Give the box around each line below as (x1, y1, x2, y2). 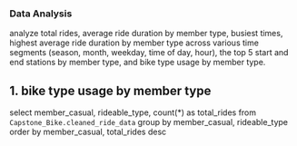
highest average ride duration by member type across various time (9, 37, 259, 48)
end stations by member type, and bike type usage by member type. (9, 57, 266, 68)
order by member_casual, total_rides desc (9, 126, 167, 138)
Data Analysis (9, 7, 73, 20)
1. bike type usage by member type (9, 83, 212, 98)
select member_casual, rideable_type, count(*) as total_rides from (9, 107, 257, 118)
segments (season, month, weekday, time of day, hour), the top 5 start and (9, 47, 289, 58)
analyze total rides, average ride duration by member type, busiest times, (9, 28, 283, 39)
